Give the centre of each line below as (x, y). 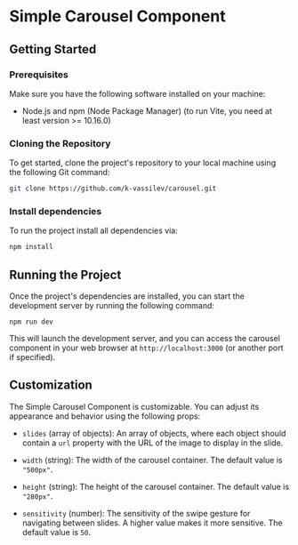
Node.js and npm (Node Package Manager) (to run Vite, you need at (147, 111)
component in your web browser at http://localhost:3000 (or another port (146, 348)
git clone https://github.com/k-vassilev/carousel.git (113, 188)
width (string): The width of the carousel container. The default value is (152, 460)
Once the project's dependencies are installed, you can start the (127, 296)
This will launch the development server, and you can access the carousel (145, 339)
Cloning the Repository (60, 143)
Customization (51, 385)
